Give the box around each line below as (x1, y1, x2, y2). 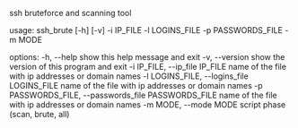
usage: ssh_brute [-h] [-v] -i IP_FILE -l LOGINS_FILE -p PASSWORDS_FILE (9, 25, 283, 35)
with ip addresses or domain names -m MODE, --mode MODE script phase (9, 99, 286, 110)
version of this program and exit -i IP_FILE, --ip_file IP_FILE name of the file (9, 62, 287, 72)
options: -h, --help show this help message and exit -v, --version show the (9, 52, 285, 62)
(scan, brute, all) (9, 109, 70, 119)
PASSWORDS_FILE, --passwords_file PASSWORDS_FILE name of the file (9, 90, 277, 100)
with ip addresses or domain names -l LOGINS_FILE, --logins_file (9, 71, 249, 81)
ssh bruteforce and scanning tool (9, 8, 132, 18)
